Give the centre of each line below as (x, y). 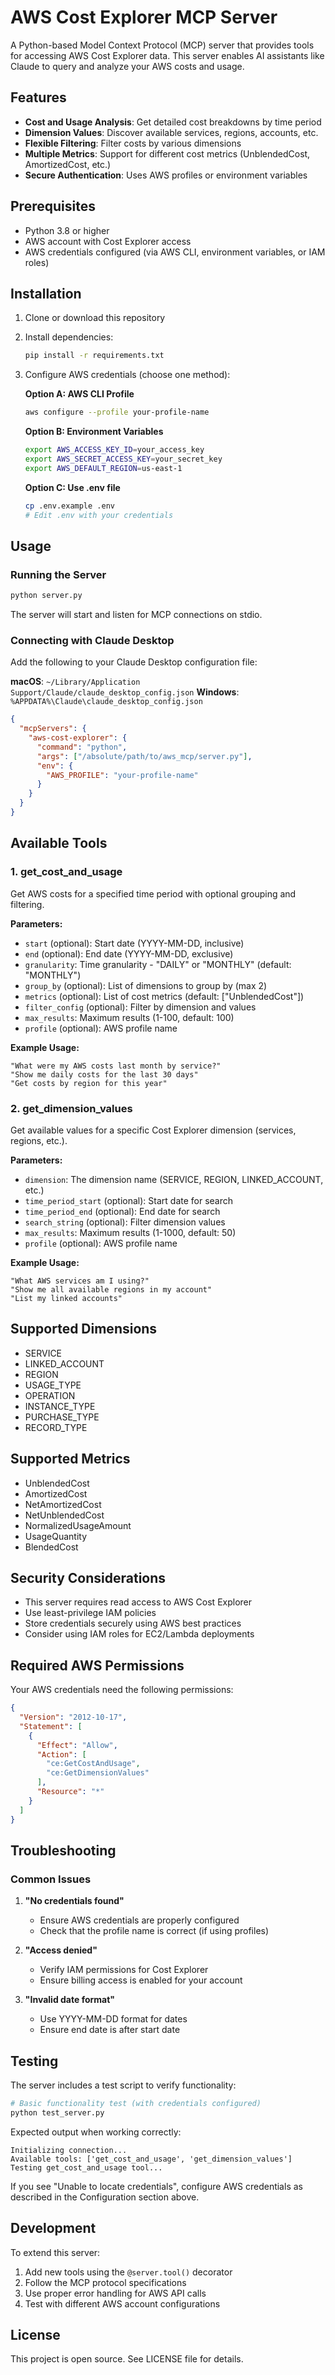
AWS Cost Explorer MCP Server (144, 17)
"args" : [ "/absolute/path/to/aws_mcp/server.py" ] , (144, 756)
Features (38, 97)
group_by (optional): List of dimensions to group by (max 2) (146, 985)
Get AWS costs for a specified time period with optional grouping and (153, 893)
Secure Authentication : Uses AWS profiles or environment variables (166, 175)
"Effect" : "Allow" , (77, 1745)
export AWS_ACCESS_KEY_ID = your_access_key (114, 450)
